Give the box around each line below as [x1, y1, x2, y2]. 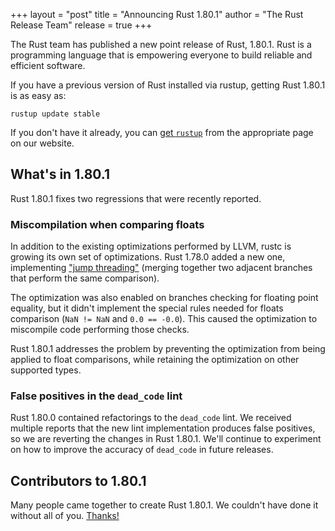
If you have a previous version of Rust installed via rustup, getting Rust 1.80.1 [10, 79, 326, 91]
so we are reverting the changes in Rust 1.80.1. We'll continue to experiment [10, 433, 322, 445]
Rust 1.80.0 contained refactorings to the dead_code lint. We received [10, 412, 292, 424]
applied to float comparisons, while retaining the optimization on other [10, 354, 300, 366]
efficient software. [10, 60, 86, 71]
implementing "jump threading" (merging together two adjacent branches [10, 262, 313, 274]
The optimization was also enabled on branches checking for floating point [10, 292, 319, 304]
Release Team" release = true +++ [10, 19, 153, 31]
